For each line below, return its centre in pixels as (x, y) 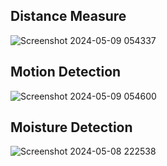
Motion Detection (66, 72)
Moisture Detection (71, 127)
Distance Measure (68, 16)
